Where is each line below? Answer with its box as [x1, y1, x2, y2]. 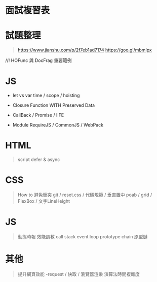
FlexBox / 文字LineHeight [17, 198, 70, 204]
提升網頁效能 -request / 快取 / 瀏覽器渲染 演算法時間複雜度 [17, 271, 140, 277]
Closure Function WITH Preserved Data [12, 102, 95, 108]
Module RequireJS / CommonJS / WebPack [12, 122, 104, 128]
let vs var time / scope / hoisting [12, 92, 80, 99]
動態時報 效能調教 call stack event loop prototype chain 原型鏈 [17, 233, 148, 239]
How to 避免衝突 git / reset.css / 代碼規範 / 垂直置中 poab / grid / [17, 192, 152, 198]
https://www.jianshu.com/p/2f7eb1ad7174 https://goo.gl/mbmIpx [17, 47, 152, 53]
